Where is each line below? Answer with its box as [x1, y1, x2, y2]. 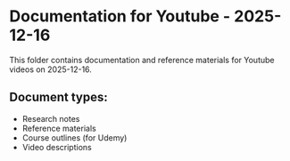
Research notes [21, 113, 80, 124]
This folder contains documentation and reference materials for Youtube [9, 54, 275, 65]
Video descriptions [21, 141, 92, 152]
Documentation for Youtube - [9, 6, 231, 27]
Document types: [9, 90, 109, 105]
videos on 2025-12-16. [9, 64, 92, 75]
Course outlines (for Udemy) [21, 132, 128, 143]
